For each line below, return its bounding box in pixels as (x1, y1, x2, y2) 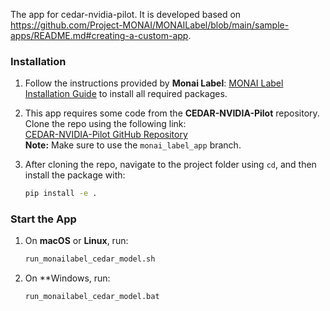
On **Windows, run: (24, 272, 111, 284)
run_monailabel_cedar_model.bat (24, 292, 160, 302)
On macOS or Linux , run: (24, 235, 129, 247)
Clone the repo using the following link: (24, 118, 187, 130)
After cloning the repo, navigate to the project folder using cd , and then (24, 159, 317, 171)
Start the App (10, 212, 77, 226)
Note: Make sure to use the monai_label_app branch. (24, 139, 242, 151)
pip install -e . (24, 189, 98, 199)
